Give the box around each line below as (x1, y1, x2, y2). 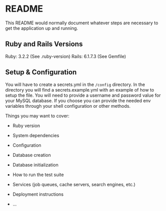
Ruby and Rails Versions (5, 40, 83, 49)
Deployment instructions (12, 191, 64, 197)
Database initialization (12, 161, 59, 167)
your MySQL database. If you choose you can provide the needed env (5, 97, 151, 104)
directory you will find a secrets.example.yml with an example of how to (5, 87, 154, 93)
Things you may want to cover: (5, 112, 70, 119)
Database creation (12, 152, 51, 158)
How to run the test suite (12, 172, 64, 178)
